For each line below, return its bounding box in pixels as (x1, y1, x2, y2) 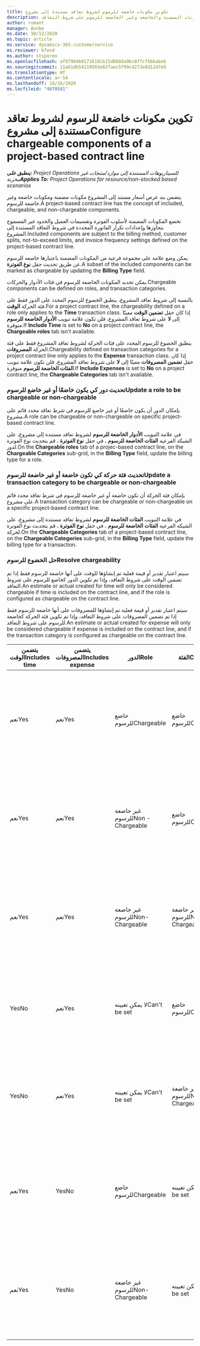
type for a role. (7, 456, 43, 464)
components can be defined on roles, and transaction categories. (7, 285, 167, 292)
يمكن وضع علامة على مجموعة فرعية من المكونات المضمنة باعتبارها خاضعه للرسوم (7, 254, 189, 261)
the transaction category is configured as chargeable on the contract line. (7, 631, 188, 639)
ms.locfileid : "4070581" (7, 86, 68, 92)
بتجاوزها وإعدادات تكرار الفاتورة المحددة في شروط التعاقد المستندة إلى (7, 223, 164, 231)
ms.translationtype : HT (7, 70, 66, 75)
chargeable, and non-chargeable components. (7, 206, 121, 213)
